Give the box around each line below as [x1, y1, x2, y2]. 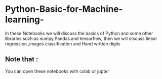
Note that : [5, 55, 39, 64]
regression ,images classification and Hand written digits [5, 40, 121, 46]
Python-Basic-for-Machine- [5, 3, 123, 15]
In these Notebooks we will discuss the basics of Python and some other [5, 30, 153, 36]
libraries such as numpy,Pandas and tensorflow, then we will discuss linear [5, 36, 157, 41]
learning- [5, 14, 44, 25]
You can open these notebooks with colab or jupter [5, 68, 110, 74]
